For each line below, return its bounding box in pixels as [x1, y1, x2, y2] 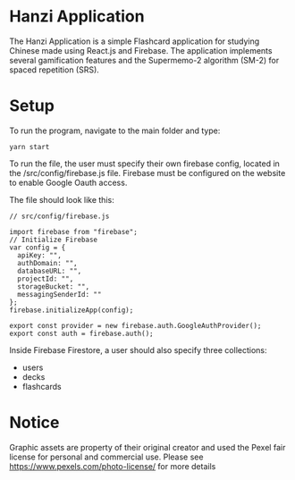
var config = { [9, 243, 66, 252]
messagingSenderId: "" [17, 290, 102, 299]
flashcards [21, 381, 62, 392]
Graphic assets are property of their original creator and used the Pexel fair [9, 442, 286, 452]
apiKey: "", [17, 250, 63, 260]
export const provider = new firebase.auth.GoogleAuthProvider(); [9, 321, 262, 330]
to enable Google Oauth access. [9, 177, 128, 188]
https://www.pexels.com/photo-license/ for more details [9, 460, 216, 471]
